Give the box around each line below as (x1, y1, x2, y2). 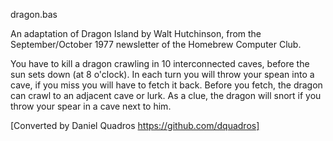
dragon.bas (10, 9, 58, 20)
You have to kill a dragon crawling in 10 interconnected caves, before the (10, 58, 310, 69)
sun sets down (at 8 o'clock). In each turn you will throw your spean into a (10, 69, 315, 80)
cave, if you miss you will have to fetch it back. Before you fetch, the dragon (10, 79, 323, 91)
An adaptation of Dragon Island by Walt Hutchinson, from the (10, 28, 262, 39)
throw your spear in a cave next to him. (10, 100, 172, 112)
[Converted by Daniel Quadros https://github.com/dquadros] (10, 120, 260, 131)
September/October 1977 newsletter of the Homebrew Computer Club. (10, 39, 302, 50)
